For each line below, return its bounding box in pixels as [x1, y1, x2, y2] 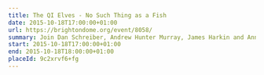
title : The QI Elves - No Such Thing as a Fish [8, 11, 167, 20]
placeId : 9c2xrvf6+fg [8, 55, 79, 63]
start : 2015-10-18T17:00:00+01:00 [8, 41, 122, 48]
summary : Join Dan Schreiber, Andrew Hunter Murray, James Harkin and [8, 33, 244, 41]
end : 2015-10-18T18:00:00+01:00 [8, 48, 114, 55]
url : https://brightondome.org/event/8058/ [8, 26, 153, 34]
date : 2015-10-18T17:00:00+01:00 [8, 19, 118, 27]
